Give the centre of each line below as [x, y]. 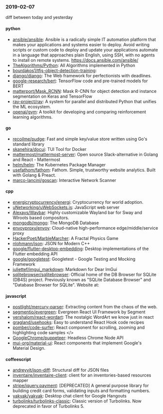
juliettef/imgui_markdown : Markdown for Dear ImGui [65, 269]
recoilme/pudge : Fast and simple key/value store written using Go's [80, 139]
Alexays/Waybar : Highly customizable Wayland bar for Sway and [77, 212]
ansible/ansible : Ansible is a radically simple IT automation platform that [84, 39]
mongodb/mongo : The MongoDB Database [56, 223]
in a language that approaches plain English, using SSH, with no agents [83, 55]
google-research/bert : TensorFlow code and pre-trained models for [80, 81]
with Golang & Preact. [34, 175]
